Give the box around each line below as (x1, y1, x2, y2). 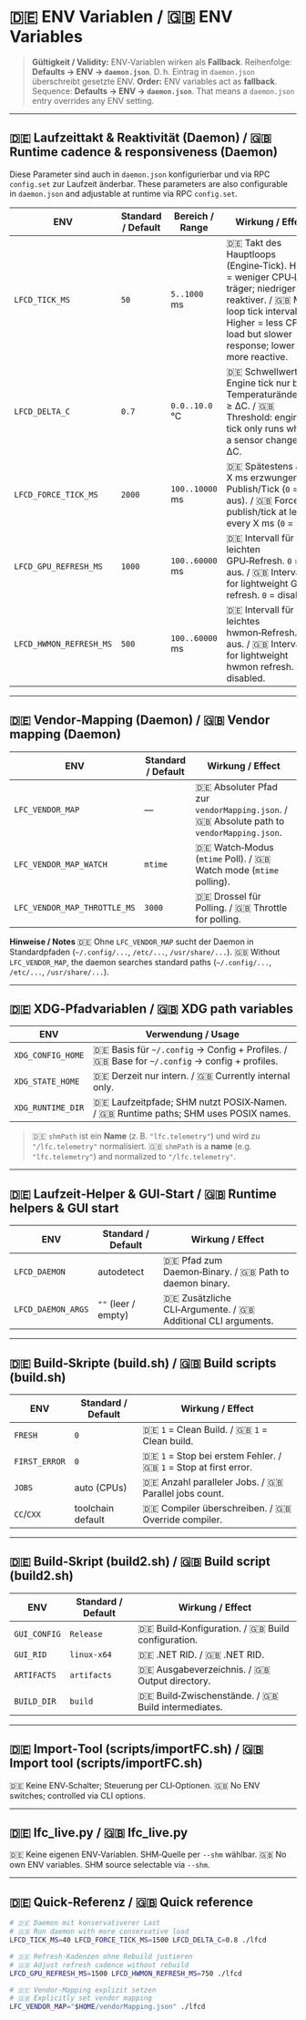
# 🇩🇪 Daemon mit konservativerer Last (9, 1919, 161, 1928)
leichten (226, 542, 261, 555)
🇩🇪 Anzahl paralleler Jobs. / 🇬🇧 (142, 1476, 284, 1488)
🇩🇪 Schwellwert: (226, 365, 301, 377)
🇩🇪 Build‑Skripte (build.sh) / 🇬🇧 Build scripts (9, 1355, 277, 1371)
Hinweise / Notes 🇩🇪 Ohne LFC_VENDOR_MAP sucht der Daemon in (9, 936, 254, 947)
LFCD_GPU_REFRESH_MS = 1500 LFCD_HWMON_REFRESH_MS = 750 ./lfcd (9, 1969, 243, 1978)
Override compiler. (142, 1513, 223, 1526)
